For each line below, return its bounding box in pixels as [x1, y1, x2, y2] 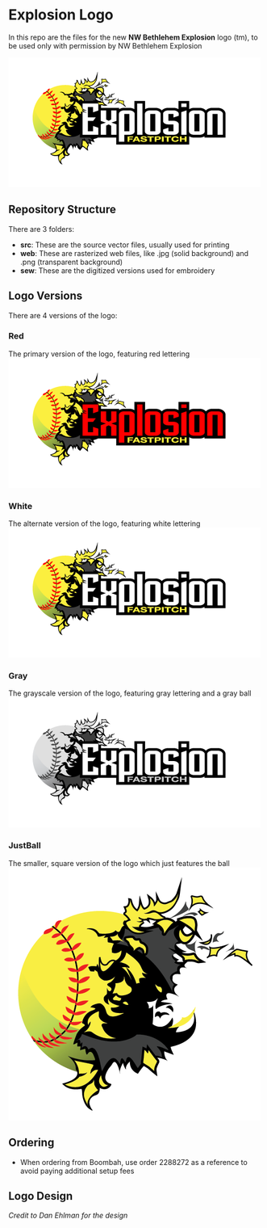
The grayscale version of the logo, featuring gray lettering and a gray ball [8, 688, 252, 698]
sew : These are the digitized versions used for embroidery [19, 265, 215, 275]
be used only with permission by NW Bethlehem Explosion [8, 40, 202, 50]
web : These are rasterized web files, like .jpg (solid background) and [19, 248, 248, 258]
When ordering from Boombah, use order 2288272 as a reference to [19, 1157, 248, 1167]
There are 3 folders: [8, 224, 75, 233]
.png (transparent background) [19, 257, 123, 267]
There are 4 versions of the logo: [8, 310, 118, 320]
